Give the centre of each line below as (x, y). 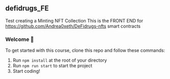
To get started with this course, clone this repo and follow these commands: (85, 50)
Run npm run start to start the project (53, 66)
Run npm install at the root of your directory (60, 60)
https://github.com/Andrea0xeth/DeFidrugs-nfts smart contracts (73, 26)
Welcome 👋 (20, 39)
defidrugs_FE (27, 8)
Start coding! (26, 71)
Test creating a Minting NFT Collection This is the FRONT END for (74, 20)
